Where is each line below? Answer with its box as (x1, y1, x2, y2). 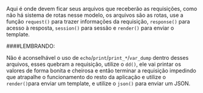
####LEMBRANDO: (6, 42, 55, 50)
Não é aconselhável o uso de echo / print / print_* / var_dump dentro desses (6, 54, 189, 61)
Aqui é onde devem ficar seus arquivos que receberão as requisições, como (6, 5, 198, 12)
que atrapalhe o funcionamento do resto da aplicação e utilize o (6, 74, 166, 80)
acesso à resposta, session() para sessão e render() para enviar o (6, 24, 174, 31)
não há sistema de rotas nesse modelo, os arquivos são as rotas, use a (6, 11, 184, 19)
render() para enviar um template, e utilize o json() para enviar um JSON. (6, 80, 191, 87)
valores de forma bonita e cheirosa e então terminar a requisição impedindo (6, 67, 196, 74)
